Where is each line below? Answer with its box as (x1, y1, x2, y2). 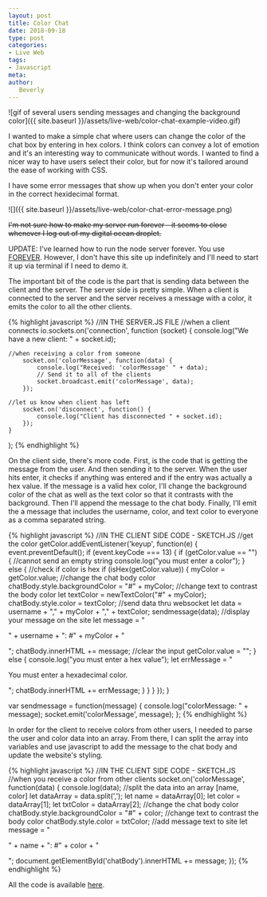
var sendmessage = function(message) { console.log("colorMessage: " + (8, 701, 249, 710)
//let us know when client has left (8, 399, 130, 407)
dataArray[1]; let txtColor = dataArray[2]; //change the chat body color (8, 800, 239, 809)
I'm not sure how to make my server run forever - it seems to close (8, 220, 227, 230)
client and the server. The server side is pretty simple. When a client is (8, 285, 239, 295)
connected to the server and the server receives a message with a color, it (8, 293, 253, 303)
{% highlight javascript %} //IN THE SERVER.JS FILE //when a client (8, 317, 230, 327)
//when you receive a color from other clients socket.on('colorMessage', (8, 774, 245, 784)
